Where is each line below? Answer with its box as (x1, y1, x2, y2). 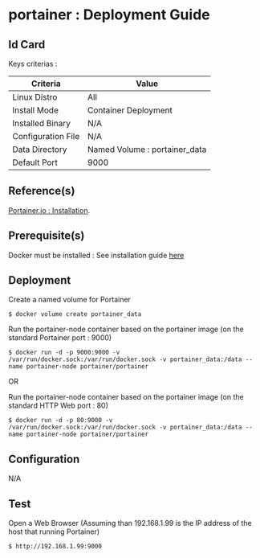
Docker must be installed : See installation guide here (8, 250, 185, 260)
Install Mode (12, 105, 59, 116)
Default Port (12, 157, 58, 168)
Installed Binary (12, 118, 71, 129)
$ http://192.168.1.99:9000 (8, 543, 103, 551)
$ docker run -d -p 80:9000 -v (8, 416, 113, 425)
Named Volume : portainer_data (87, 144, 207, 154)
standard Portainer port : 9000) (8, 333, 112, 343)
